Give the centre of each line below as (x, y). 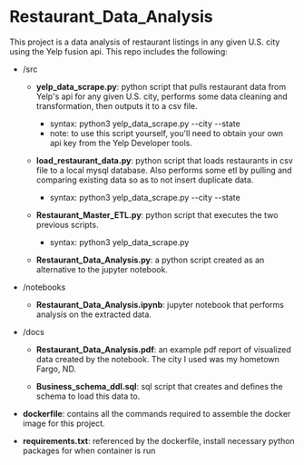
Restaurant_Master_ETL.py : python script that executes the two (157, 214)
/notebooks (44, 287)
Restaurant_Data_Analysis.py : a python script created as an (150, 260)
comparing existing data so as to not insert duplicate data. (145, 180)
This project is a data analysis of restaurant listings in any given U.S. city (145, 42)
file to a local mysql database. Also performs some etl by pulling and (164, 170)
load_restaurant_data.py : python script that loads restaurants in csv (164, 160)
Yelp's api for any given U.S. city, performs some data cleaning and (162, 96)
